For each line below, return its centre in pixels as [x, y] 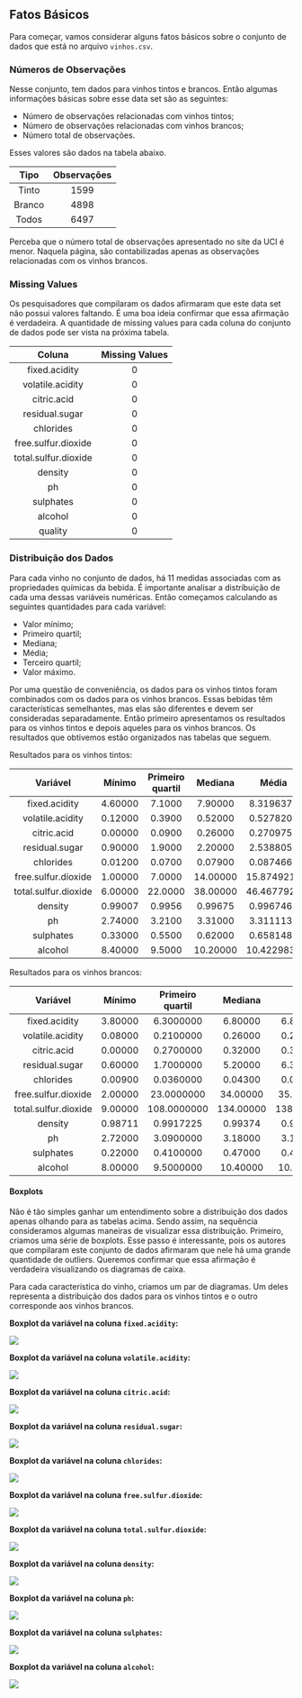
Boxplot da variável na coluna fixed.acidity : [94, 1323]
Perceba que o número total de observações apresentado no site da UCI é [147, 242]
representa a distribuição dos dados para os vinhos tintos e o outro [133, 1296]
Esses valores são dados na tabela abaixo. [88, 153]
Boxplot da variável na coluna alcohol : [82, 1666]
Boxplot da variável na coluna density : [82, 1564]
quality [53, 531]
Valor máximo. [49, 671]
